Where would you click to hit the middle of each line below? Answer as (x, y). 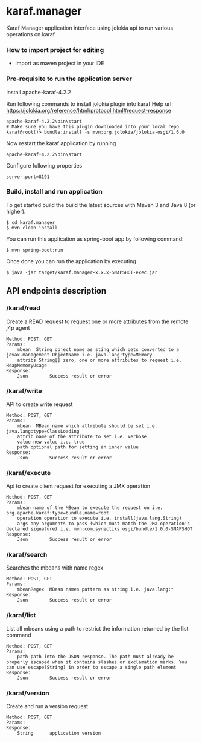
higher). (16, 211)
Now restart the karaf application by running (61, 143)
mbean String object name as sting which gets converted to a (98, 349)
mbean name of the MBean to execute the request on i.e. (90, 508)
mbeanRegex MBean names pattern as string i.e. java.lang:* (95, 589)
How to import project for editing (55, 50)
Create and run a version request (47, 706)
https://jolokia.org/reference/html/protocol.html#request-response (89, 110)
